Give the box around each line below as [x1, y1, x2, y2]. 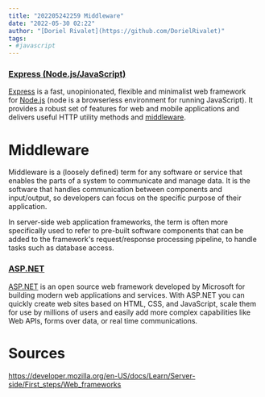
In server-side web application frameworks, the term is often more [8, 217, 228, 227]
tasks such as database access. [8, 243, 114, 253]
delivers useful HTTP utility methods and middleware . [8, 112, 187, 122]
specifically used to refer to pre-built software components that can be [8, 226, 244, 236]
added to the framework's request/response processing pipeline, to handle [8, 235, 258, 244]
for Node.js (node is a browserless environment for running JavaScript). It [8, 95, 254, 105]
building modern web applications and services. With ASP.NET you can [8, 290, 246, 299]
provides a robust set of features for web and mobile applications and [8, 104, 240, 114]
